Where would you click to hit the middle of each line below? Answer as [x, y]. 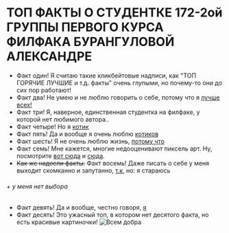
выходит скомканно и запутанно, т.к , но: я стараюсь [93, 170]
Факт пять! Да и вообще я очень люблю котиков [87, 134]
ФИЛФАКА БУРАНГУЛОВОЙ [91, 42]
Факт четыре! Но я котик [52, 126]
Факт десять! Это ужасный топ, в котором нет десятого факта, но [112, 215]
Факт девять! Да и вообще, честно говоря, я [81, 208]
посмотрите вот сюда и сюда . [61, 155]
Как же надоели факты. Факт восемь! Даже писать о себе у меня [113, 163]
